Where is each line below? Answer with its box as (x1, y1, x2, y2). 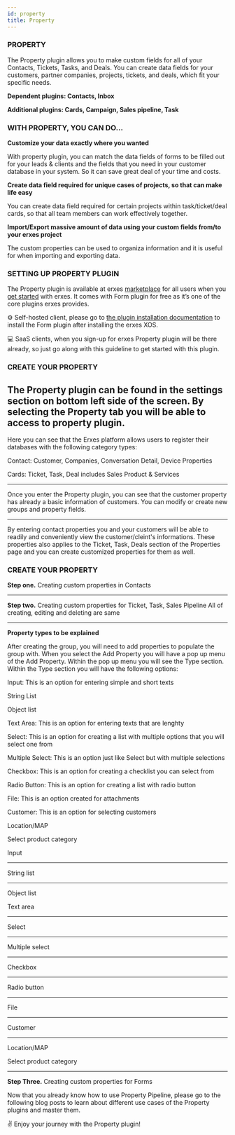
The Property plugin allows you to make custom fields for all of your (7, 55, 203, 64)
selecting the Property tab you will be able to (7, 406, 206, 418)
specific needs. (7, 78, 52, 86)
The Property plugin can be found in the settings (7, 383, 223, 396)
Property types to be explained (7, 629, 99, 637)
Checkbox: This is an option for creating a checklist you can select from (7, 767, 215, 775)
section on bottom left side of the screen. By (7, 395, 204, 407)
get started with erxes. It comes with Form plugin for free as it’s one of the (7, 292, 221, 301)
